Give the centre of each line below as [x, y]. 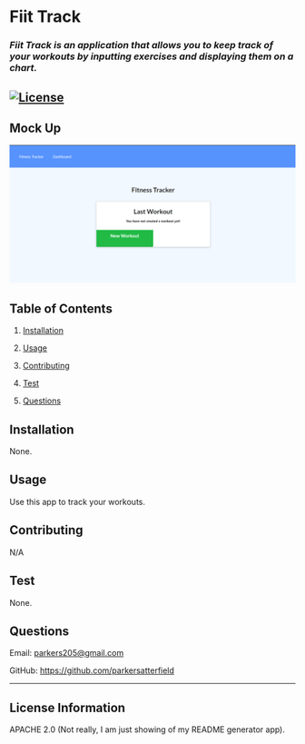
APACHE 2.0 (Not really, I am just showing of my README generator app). [148, 729]
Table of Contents [61, 308]
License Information [67, 707]
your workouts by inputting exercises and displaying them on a [152, 56]
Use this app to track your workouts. [78, 501]
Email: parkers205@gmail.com [67, 653]
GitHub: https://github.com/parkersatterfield [92, 670]
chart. [24, 68]
